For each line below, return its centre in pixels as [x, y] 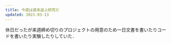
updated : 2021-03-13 [27, 15]
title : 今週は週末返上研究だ [32, 10]
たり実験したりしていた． [50, 36]
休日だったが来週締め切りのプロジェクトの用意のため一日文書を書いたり [81, 30]
